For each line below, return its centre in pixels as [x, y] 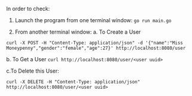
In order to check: [28, 9]
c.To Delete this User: [33, 71]
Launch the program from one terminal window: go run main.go [93, 20]
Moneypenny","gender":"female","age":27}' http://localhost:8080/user [96, 48]
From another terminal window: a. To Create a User [78, 32]
